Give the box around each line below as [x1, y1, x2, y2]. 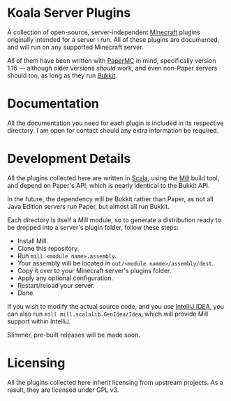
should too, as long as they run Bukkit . [7, 71, 117, 80]
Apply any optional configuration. [17, 274, 114, 282]
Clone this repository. [17, 244, 80, 252]
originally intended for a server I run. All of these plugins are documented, [7, 35, 220, 43]
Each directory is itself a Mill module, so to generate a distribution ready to [7, 215, 221, 224]
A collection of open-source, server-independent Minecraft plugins [7, 28, 200, 36]
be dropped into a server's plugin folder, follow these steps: [7, 223, 179, 231]
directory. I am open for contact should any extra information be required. [7, 126, 219, 134]
